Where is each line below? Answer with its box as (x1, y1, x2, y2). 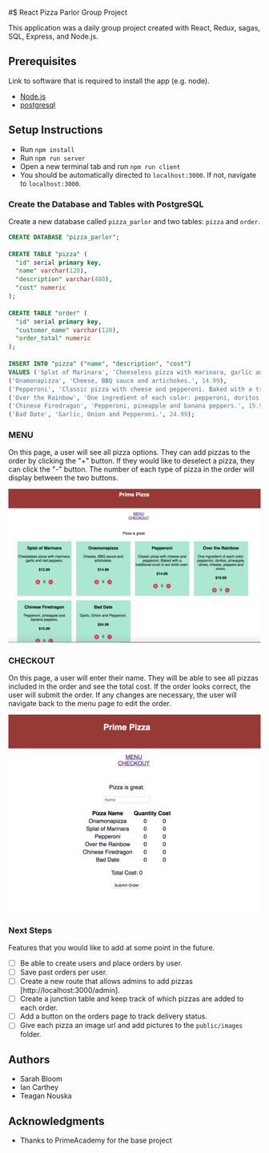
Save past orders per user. (19, 967, 108, 977)
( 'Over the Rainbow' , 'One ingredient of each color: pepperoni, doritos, (8, 393, 263, 402)
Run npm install (19, 144, 75, 154)
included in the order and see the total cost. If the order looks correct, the (8, 681, 251, 691)
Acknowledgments (8, 1114, 106, 1128)
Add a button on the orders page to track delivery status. (19, 1011, 208, 1021)
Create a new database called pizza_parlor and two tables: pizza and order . (8, 216, 260, 226)
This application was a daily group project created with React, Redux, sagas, (8, 23, 260, 32)
